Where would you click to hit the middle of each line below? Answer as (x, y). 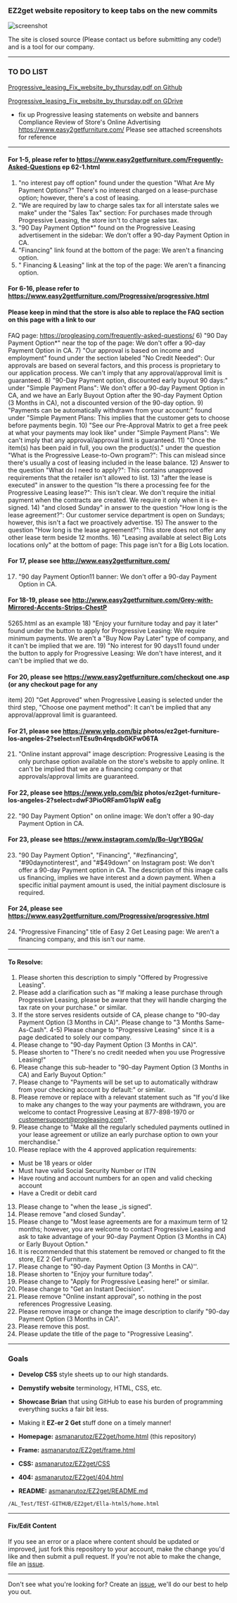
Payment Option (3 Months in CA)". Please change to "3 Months (111, 1022)
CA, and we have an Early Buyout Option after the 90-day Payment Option (115, 395)
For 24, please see (35, 909)
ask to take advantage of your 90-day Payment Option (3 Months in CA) (122, 1237)
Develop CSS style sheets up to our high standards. (93, 1374)
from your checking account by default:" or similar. (92, 1090)
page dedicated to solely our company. (75, 1038)
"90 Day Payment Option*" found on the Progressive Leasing (107, 227)
